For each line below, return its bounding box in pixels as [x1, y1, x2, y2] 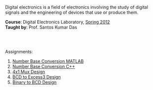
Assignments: [5, 49, 33, 54]
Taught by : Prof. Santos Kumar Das [5, 24, 78, 30]
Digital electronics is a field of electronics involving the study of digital [5, 4, 149, 10]
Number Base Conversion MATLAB [12, 58, 84, 64]
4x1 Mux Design [12, 69, 46, 75]
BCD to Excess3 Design [12, 74, 61, 80]
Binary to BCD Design [12, 79, 57, 85]
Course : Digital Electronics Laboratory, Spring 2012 [5, 19, 110, 25]
